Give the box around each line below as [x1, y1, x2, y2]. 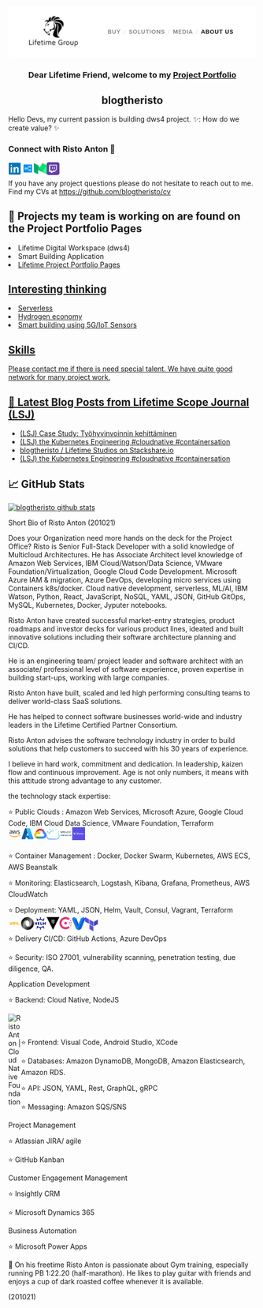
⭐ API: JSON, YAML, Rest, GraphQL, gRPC [20, 1083, 158, 1092]
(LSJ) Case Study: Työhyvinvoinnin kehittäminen [19, 429, 177, 438]
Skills [8, 343, 35, 357]
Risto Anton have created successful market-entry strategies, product [8, 615, 235, 625]
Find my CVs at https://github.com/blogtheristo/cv [8, 186, 171, 196]
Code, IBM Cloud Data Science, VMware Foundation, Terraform [8, 818, 214, 827]
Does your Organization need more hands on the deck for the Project [8, 533, 232, 542]
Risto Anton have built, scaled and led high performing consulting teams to [8, 688, 250, 697]
